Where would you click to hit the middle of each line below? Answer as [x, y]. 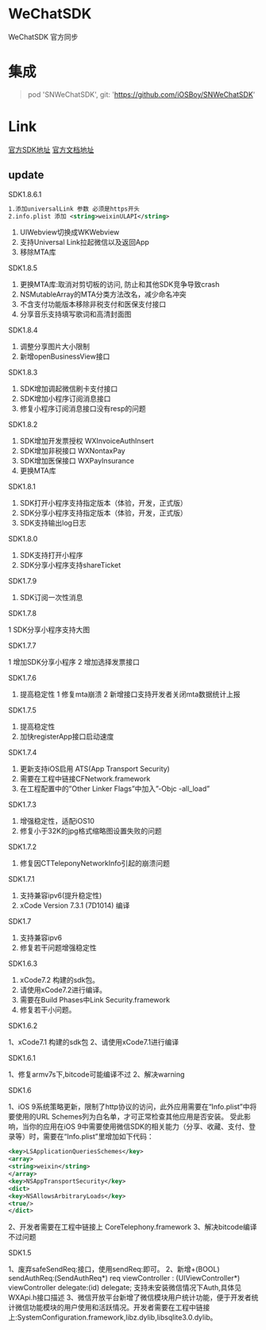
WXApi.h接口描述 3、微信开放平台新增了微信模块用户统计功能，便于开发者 [130, 1297]
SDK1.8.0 [23, 539]
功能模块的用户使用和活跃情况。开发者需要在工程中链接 [120, 1308]
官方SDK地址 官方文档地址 [51, 149]
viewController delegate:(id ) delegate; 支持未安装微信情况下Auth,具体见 [125, 1288]
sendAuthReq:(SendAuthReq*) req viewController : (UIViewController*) [124, 1278]
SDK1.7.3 [23, 805]
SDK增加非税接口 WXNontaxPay [72, 451]
